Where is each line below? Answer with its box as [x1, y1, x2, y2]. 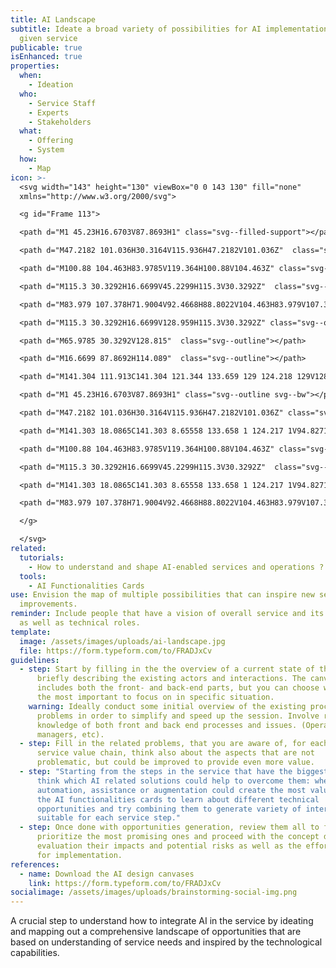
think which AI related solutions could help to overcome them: [36, 776, 311, 786]
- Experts [28, 107, 70, 118]
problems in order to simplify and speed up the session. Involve [36, 711, 320, 721]
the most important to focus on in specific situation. [36, 692, 275, 702]
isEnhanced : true [10, 52, 83, 62]
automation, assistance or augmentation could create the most [36, 785, 307, 795]
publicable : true [10, 42, 83, 53]
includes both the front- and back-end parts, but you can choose [36, 683, 320, 693]
